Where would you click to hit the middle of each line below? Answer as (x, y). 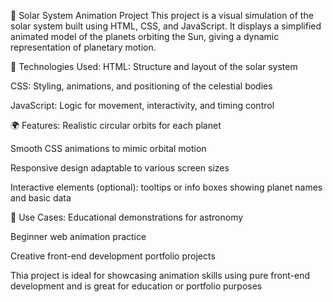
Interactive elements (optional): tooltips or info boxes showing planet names (166, 187)
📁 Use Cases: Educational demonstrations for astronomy (127, 217)
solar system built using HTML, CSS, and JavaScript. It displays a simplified (166, 26)
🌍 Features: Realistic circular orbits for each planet (116, 125)
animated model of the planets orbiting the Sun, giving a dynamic (145, 36)
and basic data (41, 198)
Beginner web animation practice (78, 236)
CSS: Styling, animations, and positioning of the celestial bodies (141, 86)
